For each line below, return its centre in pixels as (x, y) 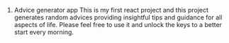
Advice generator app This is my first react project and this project (111, 10)
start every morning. (44, 32)
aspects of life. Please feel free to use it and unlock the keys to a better (118, 25)
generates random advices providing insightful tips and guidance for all (118, 17)
